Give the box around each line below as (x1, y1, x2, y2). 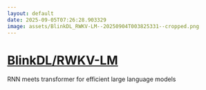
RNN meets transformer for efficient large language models (7, 75, 176, 83)
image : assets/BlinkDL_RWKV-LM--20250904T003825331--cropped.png (7, 23, 199, 30)
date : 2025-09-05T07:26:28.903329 (7, 16, 107, 23)
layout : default (7, 10, 54, 17)
